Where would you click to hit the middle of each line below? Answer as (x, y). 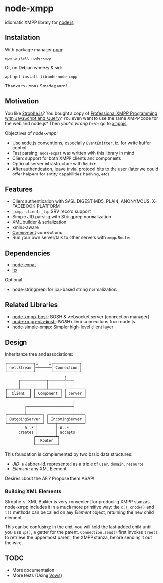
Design (16, 342)
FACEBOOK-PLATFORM (36, 206)
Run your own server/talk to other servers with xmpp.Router (71, 238)
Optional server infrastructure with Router (54, 163)
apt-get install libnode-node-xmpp (41, 77)
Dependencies (28, 253)
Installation (23, 38)
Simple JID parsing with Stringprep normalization (62, 217)
